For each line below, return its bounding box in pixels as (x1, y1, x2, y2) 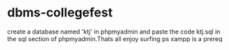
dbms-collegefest (7, 5, 113, 21)
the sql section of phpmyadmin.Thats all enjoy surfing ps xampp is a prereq (7, 34, 223, 42)
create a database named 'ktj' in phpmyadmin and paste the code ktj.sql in (7, 27, 221, 36)
